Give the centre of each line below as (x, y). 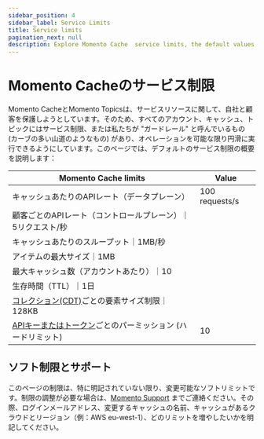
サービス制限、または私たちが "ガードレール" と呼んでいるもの (144, 129)
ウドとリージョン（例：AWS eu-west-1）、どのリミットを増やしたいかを (131, 417)
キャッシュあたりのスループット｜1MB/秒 (89, 242)
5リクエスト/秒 (40, 227)
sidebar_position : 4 (42, 15)
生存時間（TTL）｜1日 (54, 286)
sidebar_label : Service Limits (59, 23)
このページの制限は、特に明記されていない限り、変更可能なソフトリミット (128, 388)
